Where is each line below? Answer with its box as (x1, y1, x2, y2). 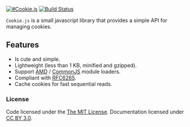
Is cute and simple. (14, 56, 60, 63)
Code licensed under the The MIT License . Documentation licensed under (6, 108, 184, 115)
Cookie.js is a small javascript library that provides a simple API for (6, 17, 168, 23)
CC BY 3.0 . (6, 115, 33, 122)
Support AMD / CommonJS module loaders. (14, 68, 121, 75)
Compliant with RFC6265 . (14, 74, 77, 81)
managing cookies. (6, 23, 52, 30)
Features (6, 40, 39, 50)
